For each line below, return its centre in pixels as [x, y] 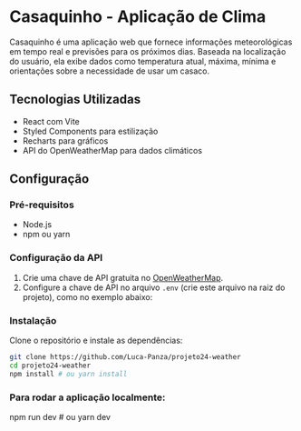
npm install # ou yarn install [68, 374]
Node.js [37, 225]
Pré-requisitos [42, 205]
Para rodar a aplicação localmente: [87, 397]
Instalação [33, 320]
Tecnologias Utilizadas [75, 100]
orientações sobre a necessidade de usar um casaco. [110, 71]
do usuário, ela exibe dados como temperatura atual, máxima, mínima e [143, 61]
